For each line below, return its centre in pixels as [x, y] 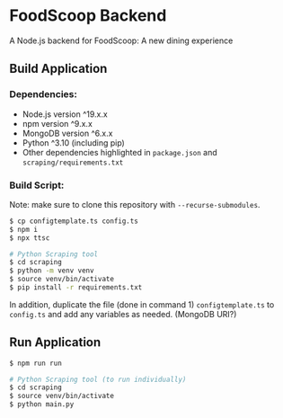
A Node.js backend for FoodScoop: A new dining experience [121, 40]
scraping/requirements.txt [73, 163]
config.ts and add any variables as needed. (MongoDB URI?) [123, 314]
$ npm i [24, 229]
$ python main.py [42, 405]
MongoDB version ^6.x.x [67, 133]
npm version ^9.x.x [57, 123]
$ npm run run [36, 363]
